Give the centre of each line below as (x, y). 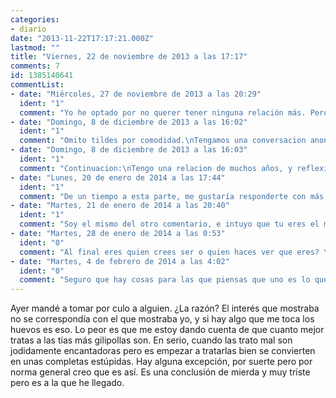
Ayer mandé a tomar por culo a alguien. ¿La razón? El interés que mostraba (165, 308)
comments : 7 (35, 66)
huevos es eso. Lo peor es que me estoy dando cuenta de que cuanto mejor (167, 330)
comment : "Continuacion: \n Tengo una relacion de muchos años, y (156, 168)
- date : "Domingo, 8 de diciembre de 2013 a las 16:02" (129, 122)
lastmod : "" (35, 47)
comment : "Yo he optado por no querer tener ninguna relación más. (163, 112)
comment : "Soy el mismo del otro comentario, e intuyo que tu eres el (169, 224)
